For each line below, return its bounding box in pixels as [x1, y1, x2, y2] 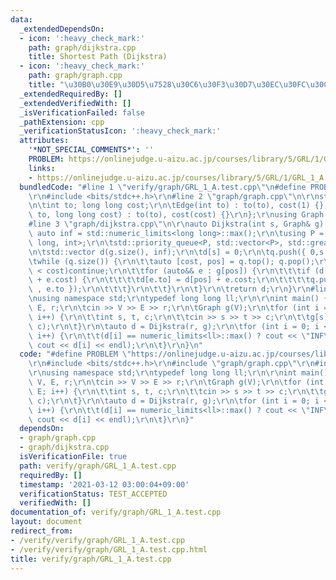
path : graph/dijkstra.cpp [28, 42, 137, 53]
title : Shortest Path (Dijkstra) [28, 52, 168, 62]
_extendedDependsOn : [19, 24, 105, 34]
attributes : [19, 136, 70, 146]
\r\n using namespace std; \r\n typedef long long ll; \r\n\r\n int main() [28, 368, 329, 378]
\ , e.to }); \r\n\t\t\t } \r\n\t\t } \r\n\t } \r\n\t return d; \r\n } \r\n [28, 284, 311, 295]
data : [10, 14, 33, 25]
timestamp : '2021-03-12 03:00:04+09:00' [19, 479, 190, 490]
